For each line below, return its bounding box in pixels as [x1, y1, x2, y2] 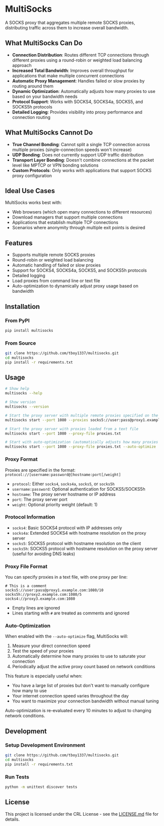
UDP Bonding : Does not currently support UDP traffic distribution [12, 152, 144, 157]
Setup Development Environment [5, 741, 85, 748]
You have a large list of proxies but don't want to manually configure [12, 683, 150, 689]
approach [12, 62, 32, 68]
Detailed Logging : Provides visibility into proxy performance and [12, 109, 143, 115]
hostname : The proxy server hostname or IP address [12, 491, 116, 497]
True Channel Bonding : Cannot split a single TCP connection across [12, 141, 150, 147]
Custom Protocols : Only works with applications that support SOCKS [12, 167, 152, 173]
